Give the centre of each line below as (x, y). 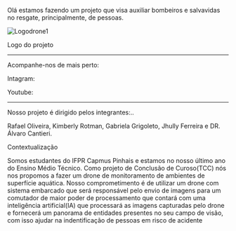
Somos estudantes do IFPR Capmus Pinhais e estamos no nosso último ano (117, 160)
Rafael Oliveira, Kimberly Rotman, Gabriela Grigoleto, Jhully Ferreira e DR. (114, 126)
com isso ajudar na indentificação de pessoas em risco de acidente (105, 220)
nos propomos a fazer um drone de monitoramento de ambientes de (106, 176)
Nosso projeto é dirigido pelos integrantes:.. (71, 112)
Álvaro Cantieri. (30, 133)
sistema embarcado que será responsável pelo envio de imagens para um (114, 190)
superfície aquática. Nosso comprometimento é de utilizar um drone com (113, 183)
